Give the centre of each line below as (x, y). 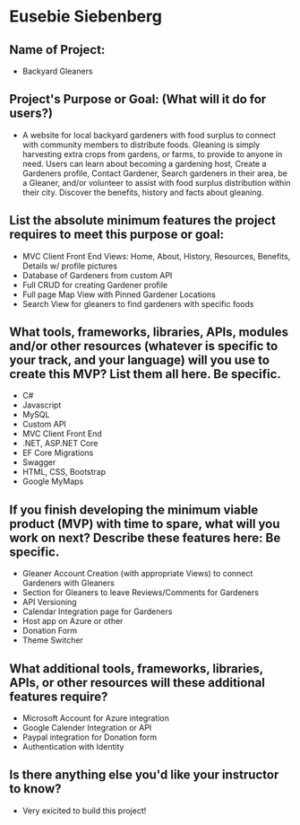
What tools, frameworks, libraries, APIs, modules (149, 333)
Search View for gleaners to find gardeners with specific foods (138, 303)
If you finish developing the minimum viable (134, 509)
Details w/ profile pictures (70, 266)
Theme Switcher (52, 640)
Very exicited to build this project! (84, 811)
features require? (59, 696)
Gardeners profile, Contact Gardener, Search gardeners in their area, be (155, 173)
